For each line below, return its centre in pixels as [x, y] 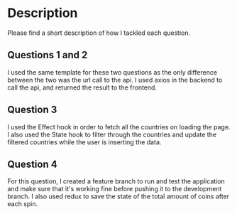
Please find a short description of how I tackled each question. [99, 33]
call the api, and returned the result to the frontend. [82, 87]
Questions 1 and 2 [48, 55]
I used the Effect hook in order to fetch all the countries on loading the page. [119, 127]
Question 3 [32, 110]
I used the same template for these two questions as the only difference [112, 72]
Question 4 [33, 164]
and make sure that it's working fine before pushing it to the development [115, 189]
